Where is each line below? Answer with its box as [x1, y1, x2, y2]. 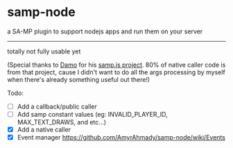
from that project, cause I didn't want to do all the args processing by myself [7, 67, 225, 76]
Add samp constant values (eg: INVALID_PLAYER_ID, [17, 110, 168, 118]
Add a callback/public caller [17, 102, 97, 110]
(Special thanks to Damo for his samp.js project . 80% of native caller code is [7, 60, 226, 69]
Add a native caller [17, 126, 71, 134]
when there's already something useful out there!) [7, 75, 150, 83]
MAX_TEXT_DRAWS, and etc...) [17, 118, 106, 126]
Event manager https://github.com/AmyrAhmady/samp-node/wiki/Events [17, 133, 225, 142]
